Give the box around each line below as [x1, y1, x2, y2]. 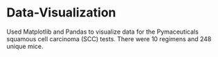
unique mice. [6, 42, 44, 50]
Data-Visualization [6, 5, 116, 21]
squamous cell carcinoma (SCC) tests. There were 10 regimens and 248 [6, 34, 212, 43]
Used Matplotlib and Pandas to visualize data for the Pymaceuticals [6, 27, 199, 36]
